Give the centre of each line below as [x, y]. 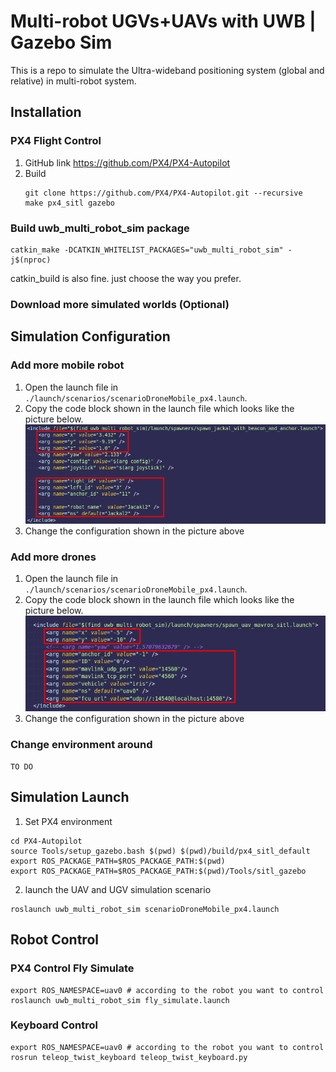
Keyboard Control [54, 1025]
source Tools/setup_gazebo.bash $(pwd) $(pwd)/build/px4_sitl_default [160, 851]
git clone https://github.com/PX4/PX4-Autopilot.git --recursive [163, 193]
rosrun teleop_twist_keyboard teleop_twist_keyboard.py [129, 1057]
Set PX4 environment [68, 821]
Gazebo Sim [61, 42]
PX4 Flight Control [56, 141]
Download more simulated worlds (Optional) [120, 304]
